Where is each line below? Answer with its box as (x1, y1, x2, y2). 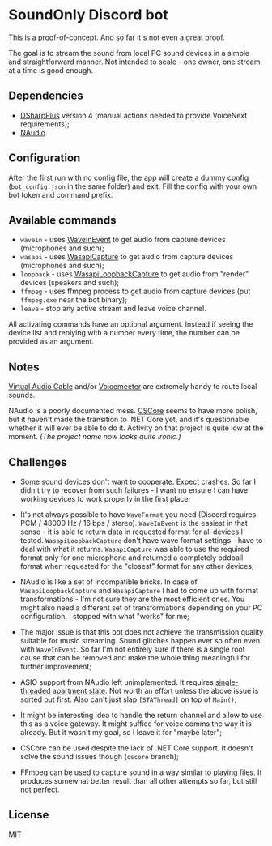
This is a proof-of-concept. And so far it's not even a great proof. (8, 32, 225, 42)
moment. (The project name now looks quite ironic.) (8, 432, 181, 442)
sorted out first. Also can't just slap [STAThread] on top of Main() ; (19, 694, 237, 704)
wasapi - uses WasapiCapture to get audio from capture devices (19, 252, 234, 262)
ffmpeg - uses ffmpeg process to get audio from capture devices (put (19, 286, 251, 297)
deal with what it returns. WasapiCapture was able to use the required (19, 545, 249, 553)
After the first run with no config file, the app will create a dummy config (8, 173, 249, 182)
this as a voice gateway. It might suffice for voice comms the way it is (19, 719, 253, 728)
